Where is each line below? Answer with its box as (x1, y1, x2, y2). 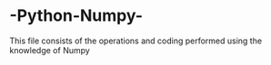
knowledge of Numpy (9, 44, 91, 55)
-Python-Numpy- (9, 5, 144, 26)
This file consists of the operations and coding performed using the (9, 35, 262, 46)
